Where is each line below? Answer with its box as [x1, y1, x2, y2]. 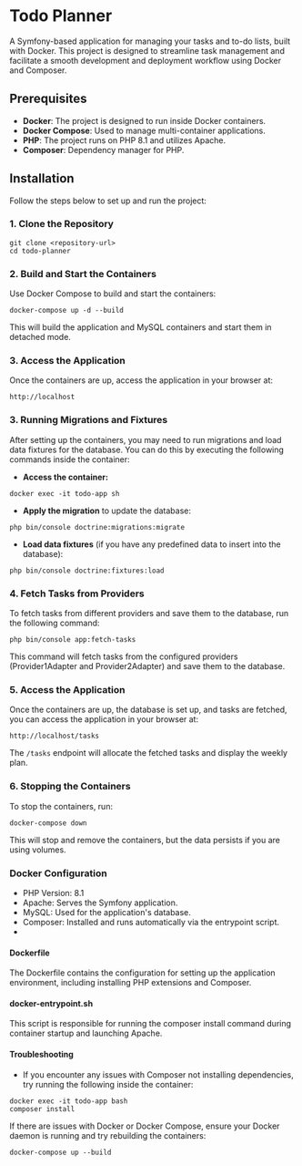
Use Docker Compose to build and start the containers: [9, 288, 216, 299]
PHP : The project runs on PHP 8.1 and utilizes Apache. [22, 134, 226, 146]
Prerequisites [9, 91, 87, 107]
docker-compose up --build [9, 1148, 112, 1157]
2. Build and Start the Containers [9, 267, 157, 280]
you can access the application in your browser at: [9, 714, 198, 725]
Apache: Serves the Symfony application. [22, 897, 178, 908]
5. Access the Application [9, 683, 126, 696]
